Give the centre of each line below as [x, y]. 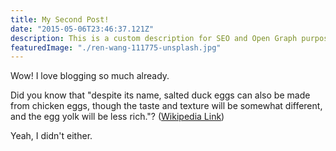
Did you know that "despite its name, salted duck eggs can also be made [160, 95]
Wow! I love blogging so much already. [90, 76]
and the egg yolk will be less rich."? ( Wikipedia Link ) [117, 117]
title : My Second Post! [60, 19]
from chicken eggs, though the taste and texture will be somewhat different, [166, 106]
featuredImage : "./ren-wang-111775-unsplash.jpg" [116, 47]
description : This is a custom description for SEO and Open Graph [154, 38]
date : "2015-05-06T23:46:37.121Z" [82, 29]
